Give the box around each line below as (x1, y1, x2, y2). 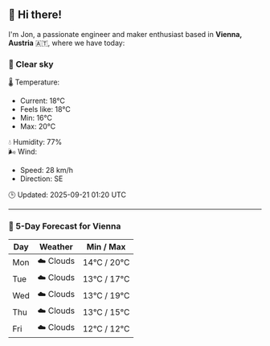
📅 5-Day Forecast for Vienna (8, 220, 121, 232)
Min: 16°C (19, 113, 52, 123)
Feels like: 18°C (19, 105, 71, 114)
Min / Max (86, 241, 126, 253)
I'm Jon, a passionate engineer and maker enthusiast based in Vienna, (8, 29, 243, 39)
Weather (39, 241, 74, 253)
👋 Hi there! (8, 8, 63, 22)
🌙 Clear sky (8, 58, 54, 69)
